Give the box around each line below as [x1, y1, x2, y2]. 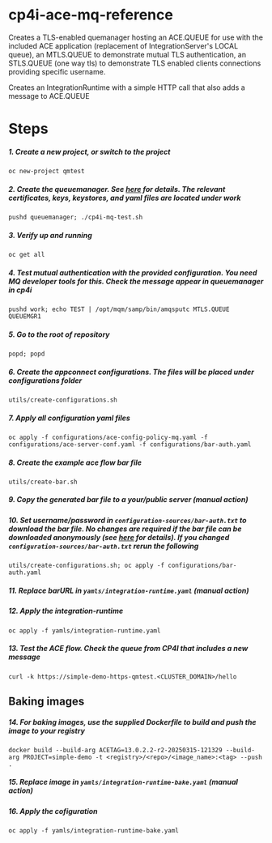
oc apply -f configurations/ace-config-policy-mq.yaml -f [8, 433, 208, 441]
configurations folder [8, 375, 83, 385]
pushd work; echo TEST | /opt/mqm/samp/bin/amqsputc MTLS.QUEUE [8, 305, 230, 313]
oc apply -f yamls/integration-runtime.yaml [8, 626, 161, 635]
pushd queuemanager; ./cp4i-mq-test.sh [8, 213, 143, 222]
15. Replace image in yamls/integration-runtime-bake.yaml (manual [8, 777, 239, 787]
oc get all [8, 251, 45, 259]
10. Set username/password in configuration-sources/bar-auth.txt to [8, 515, 247, 525]
